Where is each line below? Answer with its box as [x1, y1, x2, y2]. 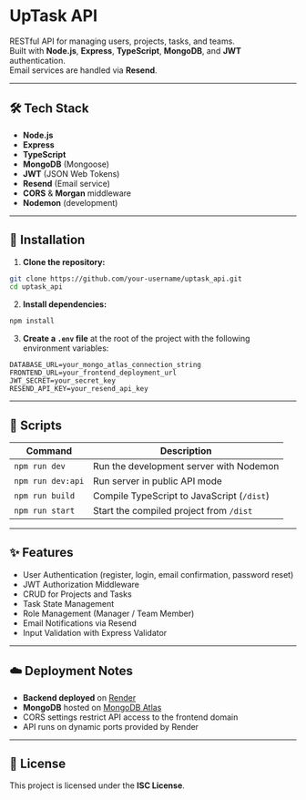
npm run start [14, 506, 76, 516]
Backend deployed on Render [22, 692, 137, 703]
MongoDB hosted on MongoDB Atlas [22, 702, 162, 713]
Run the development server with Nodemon [92, 460, 280, 472]
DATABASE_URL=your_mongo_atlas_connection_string [9, 361, 202, 370]
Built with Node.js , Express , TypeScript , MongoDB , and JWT [9, 45, 241, 56]
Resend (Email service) [22, 178, 111, 189]
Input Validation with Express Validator [22, 627, 168, 638]
